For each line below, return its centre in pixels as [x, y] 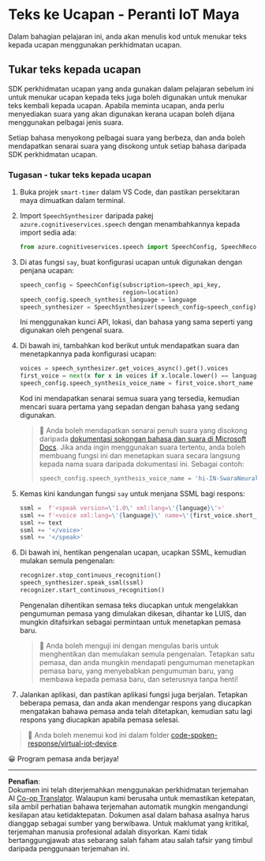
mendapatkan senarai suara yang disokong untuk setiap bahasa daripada [127, 146]
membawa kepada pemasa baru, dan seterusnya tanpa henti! [139, 679]
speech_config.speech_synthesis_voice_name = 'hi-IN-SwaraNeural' [151, 479]
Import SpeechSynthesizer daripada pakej [86, 216]
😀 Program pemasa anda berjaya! [64, 758]
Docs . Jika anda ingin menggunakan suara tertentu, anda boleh [142, 447]
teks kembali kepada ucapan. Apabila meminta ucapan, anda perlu [116, 105]
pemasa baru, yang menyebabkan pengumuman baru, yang [136, 671]
